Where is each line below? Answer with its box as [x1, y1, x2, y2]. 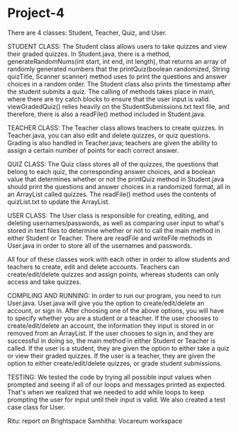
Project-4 [7, 5, 65, 21]
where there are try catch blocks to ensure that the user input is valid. [7, 94, 211, 103]
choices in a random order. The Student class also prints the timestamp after [7, 79, 231, 88]
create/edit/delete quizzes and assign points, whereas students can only [7, 270, 220, 278]
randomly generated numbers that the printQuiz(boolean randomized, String [7, 64, 230, 73]
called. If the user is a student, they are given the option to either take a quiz [7, 343, 229, 352]
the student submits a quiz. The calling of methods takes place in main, [7, 87, 215, 96]
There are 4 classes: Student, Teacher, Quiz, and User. [7, 28, 167, 37]
